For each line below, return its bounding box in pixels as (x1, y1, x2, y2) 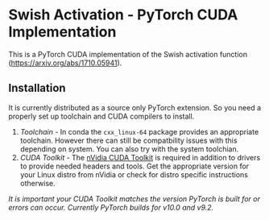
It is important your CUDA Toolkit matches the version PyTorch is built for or (8, 193, 260, 203)
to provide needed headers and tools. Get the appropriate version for (19, 161, 250, 171)
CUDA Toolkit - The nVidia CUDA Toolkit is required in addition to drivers (19, 152, 261, 162)
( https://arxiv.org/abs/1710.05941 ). (8, 58, 122, 68)
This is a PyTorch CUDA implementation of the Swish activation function (8, 49, 248, 59)
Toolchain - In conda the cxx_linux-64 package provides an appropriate (19, 127, 259, 136)
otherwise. (19, 178, 56, 188)
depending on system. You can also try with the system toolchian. (19, 143, 239, 154)
